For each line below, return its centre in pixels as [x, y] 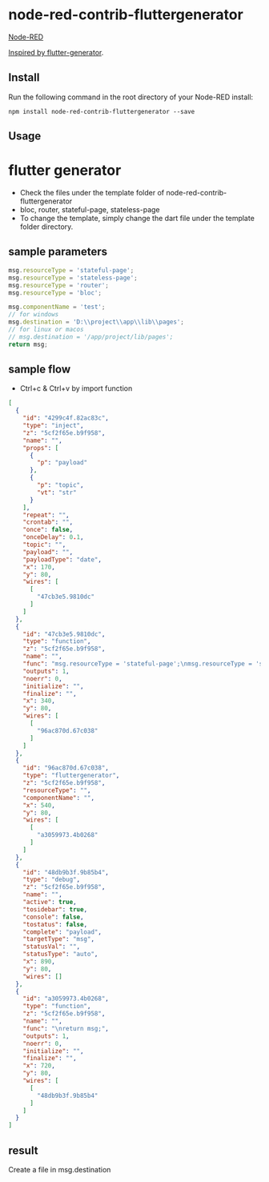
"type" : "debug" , [52, 880]
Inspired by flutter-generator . [56, 52]
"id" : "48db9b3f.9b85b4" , [66, 872]
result [23, 1150]
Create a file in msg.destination [60, 1170]
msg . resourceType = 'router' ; [59, 285]
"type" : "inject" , [53, 426]
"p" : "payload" [62, 463]
